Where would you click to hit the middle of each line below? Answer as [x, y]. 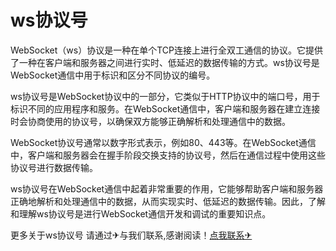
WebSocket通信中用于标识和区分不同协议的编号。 [113, 75]
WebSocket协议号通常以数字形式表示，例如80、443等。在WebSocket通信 [163, 142]
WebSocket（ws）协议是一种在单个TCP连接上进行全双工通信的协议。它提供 [166, 50]
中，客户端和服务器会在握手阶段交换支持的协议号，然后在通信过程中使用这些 [168, 155]
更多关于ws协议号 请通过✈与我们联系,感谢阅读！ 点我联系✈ [131, 235]
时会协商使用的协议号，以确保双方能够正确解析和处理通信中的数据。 [150, 121]
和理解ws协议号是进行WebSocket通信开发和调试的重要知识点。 [141, 213]
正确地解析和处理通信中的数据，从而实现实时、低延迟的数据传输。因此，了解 [168, 201]
